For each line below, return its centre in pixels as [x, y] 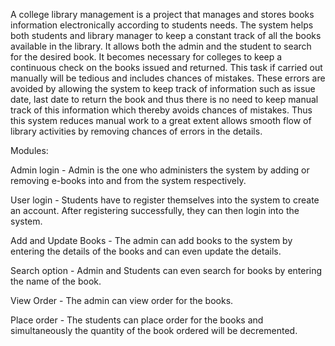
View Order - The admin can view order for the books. [122, 300]
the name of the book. [56, 281]
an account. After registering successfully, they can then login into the [155, 210]
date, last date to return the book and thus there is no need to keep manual [164, 99]
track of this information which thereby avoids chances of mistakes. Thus [161, 110]
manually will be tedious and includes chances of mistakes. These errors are [168, 78]
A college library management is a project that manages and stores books [162, 14]
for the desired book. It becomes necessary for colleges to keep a [146, 57]
